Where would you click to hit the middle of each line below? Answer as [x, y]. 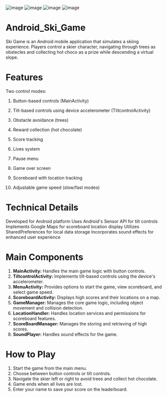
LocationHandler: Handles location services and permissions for [79, 313]
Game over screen [32, 168]
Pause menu [26, 159]
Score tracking [28, 139]
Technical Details [42, 207]
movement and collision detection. [48, 308]
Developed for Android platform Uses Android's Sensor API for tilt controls [82, 221]
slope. [12, 57]
